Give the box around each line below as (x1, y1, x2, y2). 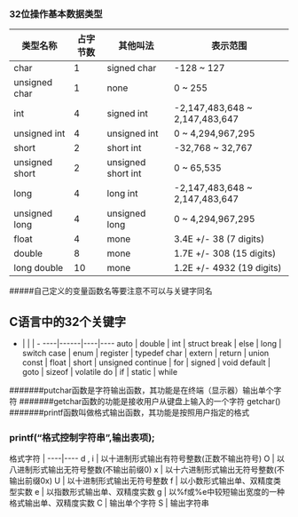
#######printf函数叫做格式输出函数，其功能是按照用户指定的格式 (9, 407, 250, 418)
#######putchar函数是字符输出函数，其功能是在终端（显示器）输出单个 (9, 385, 274, 396)
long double (13, 262, 64, 274)
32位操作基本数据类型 (9, 7, 104, 20)
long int (106, 187, 138, 200)
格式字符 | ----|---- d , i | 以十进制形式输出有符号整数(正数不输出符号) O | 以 (9, 453, 286, 464)
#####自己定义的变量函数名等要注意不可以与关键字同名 (9, 286, 213, 297)
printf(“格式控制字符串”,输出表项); (9, 432, 155, 444)
